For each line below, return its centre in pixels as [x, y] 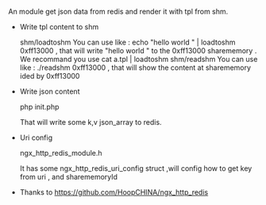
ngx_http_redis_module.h [61, 153]
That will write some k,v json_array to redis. [91, 122]
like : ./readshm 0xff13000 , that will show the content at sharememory [135, 68]
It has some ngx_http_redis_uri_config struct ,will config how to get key [136, 168]
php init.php [39, 107]
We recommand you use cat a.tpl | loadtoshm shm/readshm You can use [139, 59]
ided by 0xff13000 [50, 76]
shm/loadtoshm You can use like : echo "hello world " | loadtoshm [127, 42]
